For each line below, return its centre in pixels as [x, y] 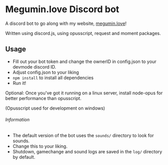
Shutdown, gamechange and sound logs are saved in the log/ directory [87, 151]
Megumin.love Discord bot [62, 9]
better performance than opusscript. [43, 98]
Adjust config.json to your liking [46, 72]
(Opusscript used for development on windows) [55, 108]
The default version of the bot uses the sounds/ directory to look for [83, 135]
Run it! [19, 83]
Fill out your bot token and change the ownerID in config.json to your [85, 61]
